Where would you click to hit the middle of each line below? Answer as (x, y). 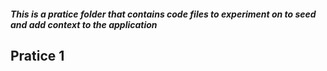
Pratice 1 (37, 55)
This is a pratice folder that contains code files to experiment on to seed (163, 14)
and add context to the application (84, 24)
